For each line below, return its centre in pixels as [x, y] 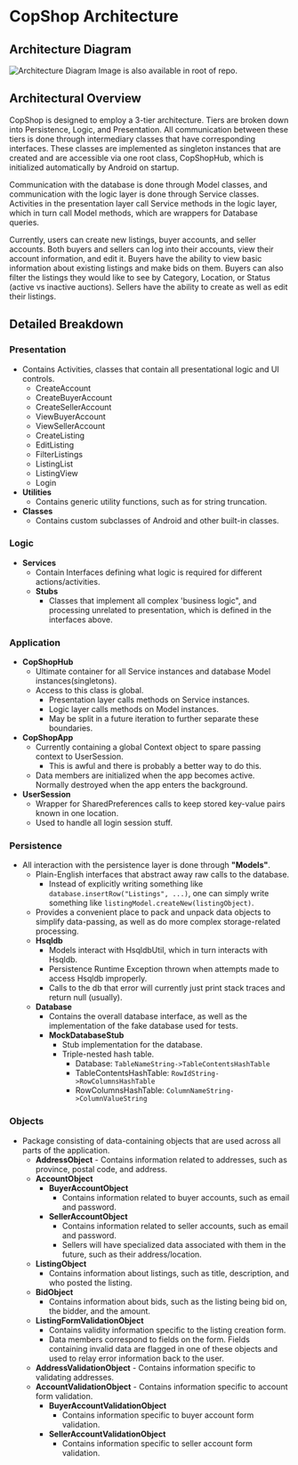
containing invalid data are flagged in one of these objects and [163, 1348]
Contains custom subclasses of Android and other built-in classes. [157, 520]
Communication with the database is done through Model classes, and [139, 184]
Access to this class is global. [89, 691]
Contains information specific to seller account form [157, 1443]
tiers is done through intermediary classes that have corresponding [133, 139]
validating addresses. [74, 1377]
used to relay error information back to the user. [137, 1358]
